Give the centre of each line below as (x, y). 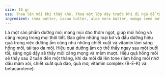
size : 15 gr (17, 9)
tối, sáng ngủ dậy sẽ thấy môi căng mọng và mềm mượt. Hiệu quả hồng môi (82, 53)
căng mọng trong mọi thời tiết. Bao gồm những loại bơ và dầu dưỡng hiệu (79, 38)
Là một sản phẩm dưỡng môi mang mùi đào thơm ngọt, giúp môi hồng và (79, 33)
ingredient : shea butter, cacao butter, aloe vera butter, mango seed (79, 19)
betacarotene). (20, 69)
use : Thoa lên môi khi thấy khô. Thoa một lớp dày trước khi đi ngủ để (80, 14)
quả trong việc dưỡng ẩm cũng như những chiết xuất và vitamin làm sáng (79, 43)
